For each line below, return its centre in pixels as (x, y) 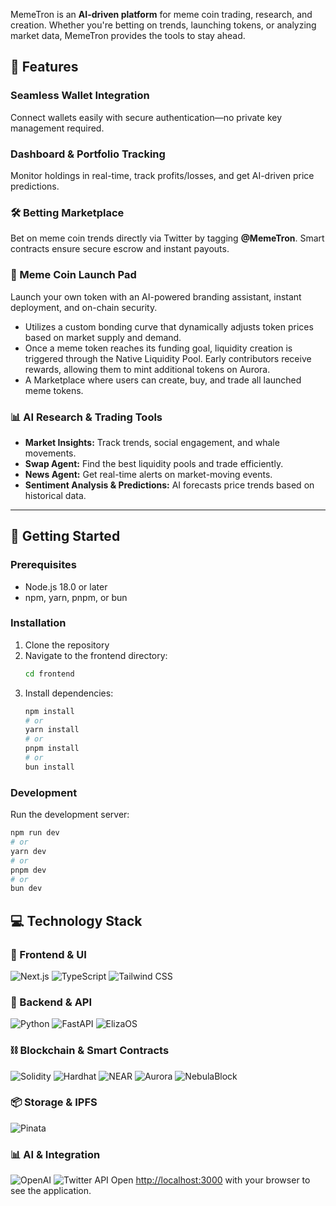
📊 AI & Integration (55, 1154)
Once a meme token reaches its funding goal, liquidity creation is (158, 348)
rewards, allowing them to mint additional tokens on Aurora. (147, 369)
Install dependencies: (69, 693)
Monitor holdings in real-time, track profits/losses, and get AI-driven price (162, 175)
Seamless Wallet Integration (80, 96)
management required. (57, 128)
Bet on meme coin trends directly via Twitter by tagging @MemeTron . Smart (167, 238)
